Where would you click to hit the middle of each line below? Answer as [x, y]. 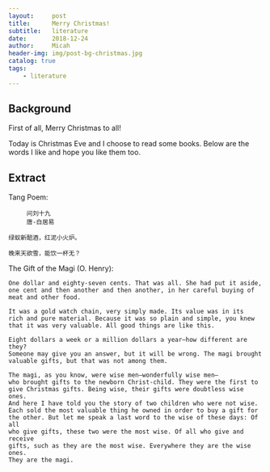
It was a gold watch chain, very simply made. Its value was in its [126, 312]
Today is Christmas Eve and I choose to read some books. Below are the [129, 144]
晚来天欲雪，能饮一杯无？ [44, 254]
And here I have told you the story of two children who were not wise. [133, 404]
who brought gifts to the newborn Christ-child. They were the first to [133, 382]
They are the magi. [41, 460]
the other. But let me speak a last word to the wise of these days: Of [133, 418]
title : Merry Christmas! [59, 23]
